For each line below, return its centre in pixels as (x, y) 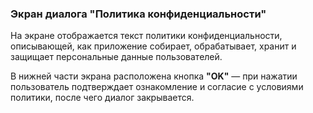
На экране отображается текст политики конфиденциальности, (146, 36)
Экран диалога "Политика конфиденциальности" (138, 14)
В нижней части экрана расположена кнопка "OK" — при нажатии (154, 76)
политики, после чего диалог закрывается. (102, 98)
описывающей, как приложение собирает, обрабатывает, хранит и (153, 46)
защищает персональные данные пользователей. (116, 57)
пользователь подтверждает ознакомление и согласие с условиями (157, 87)
